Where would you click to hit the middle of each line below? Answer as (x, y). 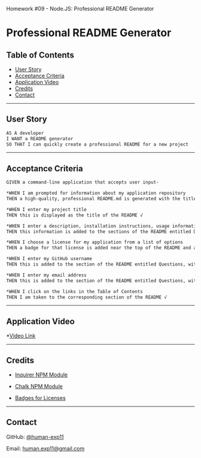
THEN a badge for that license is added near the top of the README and (99, 248)
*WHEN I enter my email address (46, 275)
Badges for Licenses (40, 398)
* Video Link (21, 336)
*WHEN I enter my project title (46, 209)
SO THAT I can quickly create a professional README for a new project (97, 144)
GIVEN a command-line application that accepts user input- (83, 182)
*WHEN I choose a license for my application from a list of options (95, 242)
